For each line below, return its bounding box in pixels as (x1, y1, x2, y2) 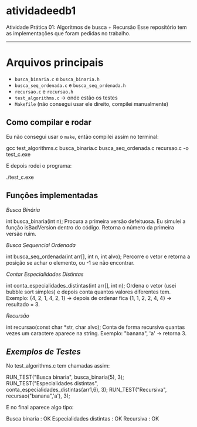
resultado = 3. (6, 301, 40, 308)
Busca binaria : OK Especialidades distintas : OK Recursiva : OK (6, 415, 159, 422)
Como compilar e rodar (6, 118, 92, 128)
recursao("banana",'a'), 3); (6, 392, 70, 399)
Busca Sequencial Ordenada (6, 241, 76, 248)
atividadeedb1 (6, 4, 76, 18)
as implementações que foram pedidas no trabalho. (6, 29, 131, 36)
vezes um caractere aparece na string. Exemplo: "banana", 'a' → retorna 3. (6, 329, 186, 336)
